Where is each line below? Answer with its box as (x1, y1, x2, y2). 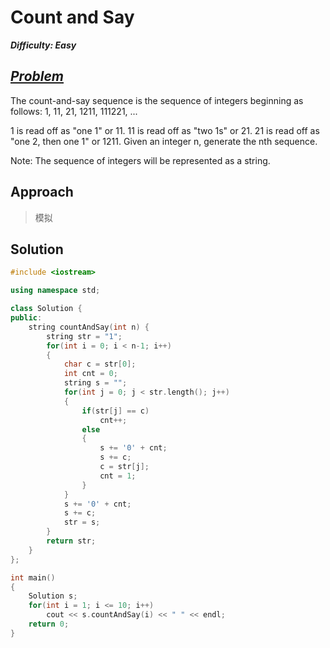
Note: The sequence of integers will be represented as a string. (10, 154, 271, 166)
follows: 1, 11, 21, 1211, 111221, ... (10, 105, 138, 117)
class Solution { (10, 304, 83, 314)
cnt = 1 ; (99, 471, 137, 481)
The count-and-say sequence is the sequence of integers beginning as (10, 94, 304, 106)
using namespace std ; (10, 286, 101, 296)
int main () (10, 572, 56, 583)
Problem (10, 68, 65, 85)
